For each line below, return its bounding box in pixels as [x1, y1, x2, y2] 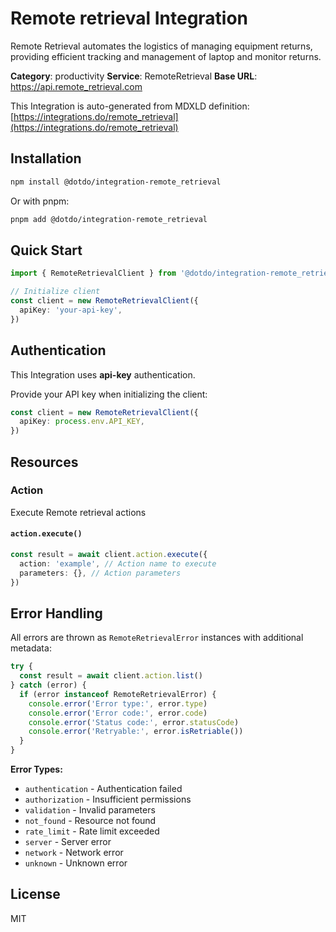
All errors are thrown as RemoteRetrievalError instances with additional [10, 632, 304, 644]
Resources [10, 453, 79, 471]
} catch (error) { [10, 680, 87, 691]
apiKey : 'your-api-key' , [19, 305, 123, 315]
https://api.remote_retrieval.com [10, 80, 143, 92]
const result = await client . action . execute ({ [10, 550, 208, 560]
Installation [10, 150, 82, 167]
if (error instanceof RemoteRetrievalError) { [19, 689, 217, 699]
